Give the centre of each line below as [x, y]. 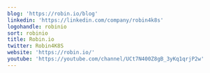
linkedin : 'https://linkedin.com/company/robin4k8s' [85, 20]
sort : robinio [28, 33]
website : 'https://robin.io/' [51, 53]
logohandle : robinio [37, 26]
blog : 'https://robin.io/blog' [53, 14]
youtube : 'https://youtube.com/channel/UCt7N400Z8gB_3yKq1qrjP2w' [106, 59]
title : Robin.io [31, 40]
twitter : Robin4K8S [36, 46]
